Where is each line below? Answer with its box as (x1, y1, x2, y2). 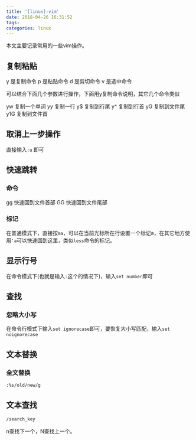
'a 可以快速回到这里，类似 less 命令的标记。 (11, 237, 115, 244)
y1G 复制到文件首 (6, 110, 48, 118)
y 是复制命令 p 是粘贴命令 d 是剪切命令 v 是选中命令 (6, 78, 132, 85)
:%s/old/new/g (6, 382, 41, 389)
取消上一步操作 (6, 129, 61, 139)
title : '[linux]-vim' (6, 8, 60, 15)
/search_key (6, 416, 35, 422)
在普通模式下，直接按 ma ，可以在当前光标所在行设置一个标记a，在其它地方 (6, 229, 185, 236)
